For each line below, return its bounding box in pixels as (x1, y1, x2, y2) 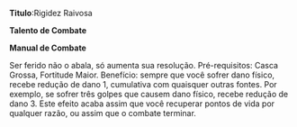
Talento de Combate (9, 25, 87, 35)
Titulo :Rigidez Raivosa (9, 8, 93, 18)
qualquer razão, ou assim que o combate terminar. (9, 108, 196, 118)
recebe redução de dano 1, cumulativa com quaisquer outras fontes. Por (9, 79, 277, 89)
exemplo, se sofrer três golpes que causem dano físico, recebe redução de (9, 89, 289, 99)
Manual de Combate (9, 42, 87, 53)
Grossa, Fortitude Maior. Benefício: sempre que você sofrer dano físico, (9, 69, 275, 80)
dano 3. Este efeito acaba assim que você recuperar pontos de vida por (9, 98, 275, 109)
